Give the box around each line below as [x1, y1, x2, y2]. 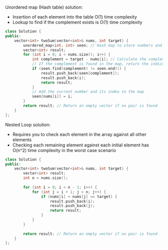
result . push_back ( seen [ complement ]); [40, 70, 120, 75]
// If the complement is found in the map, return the [31, 61, 149, 66]
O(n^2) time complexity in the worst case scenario [12, 147, 116, 153]
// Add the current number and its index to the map [31, 89, 144, 94]
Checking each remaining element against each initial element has [12, 142, 149, 148]
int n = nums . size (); [23, 175, 68, 180]
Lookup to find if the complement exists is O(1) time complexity [12, 19, 142, 25]
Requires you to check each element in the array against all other [12, 131, 146, 137]
